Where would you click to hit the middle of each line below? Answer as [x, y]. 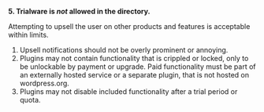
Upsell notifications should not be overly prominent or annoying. [124, 50]
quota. [30, 100]
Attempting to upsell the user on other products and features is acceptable [129, 26]
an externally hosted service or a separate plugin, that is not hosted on [134, 75]
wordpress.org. [44, 83]
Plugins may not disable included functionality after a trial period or [128, 92]
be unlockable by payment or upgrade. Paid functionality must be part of [138, 67]
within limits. [28, 35]
